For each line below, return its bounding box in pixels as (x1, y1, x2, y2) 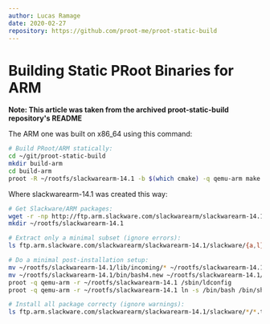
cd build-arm (8, 166, 52, 175)
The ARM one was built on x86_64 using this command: (8, 129, 193, 139)
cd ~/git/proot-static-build (8, 152, 106, 161)
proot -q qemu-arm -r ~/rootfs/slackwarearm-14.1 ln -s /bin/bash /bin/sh (8, 286, 264, 294)
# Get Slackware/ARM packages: (8, 204, 113, 213)
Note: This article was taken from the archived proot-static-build (8, 105, 229, 115)
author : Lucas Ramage (8, 11, 81, 20)
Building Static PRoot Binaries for (8, 61, 235, 80)
